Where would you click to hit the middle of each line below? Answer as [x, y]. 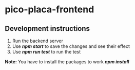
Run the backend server [38, 41]
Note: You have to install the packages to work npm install [67, 62]
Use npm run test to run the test [46, 52]
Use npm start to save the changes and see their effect [71, 46]
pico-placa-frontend [50, 10]
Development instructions [47, 29]
